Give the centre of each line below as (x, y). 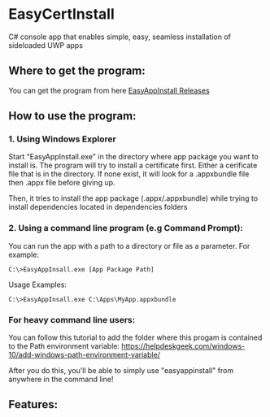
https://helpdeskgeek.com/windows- (183, 346)
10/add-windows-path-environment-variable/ (85, 355)
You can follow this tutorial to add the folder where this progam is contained (135, 337)
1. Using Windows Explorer (62, 139)
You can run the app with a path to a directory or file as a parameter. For (129, 245)
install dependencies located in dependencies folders (98, 207)
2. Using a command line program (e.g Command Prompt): (126, 228)
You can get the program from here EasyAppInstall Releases (109, 90)
